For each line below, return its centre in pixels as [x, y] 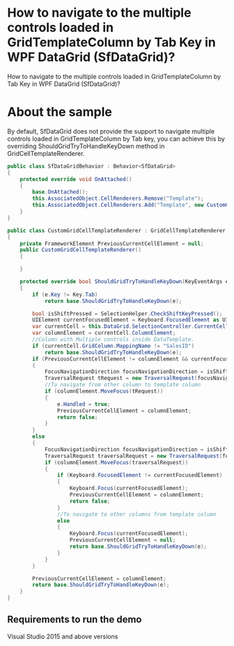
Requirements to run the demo [75, 620]
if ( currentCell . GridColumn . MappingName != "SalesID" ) [114, 346]
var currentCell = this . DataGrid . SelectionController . [114, 326]
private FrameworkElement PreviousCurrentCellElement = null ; [112, 244]
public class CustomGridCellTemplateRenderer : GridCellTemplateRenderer [117, 230]
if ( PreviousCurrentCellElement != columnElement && [110, 359]
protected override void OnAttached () [76, 179]
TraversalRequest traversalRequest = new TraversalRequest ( [133, 456]
